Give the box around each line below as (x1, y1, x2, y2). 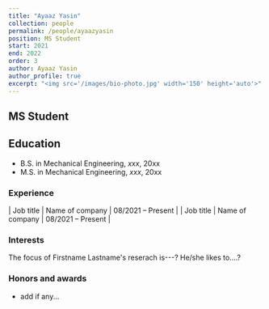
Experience (8, 187, 54, 198)
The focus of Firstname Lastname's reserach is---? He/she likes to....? (8, 252, 241, 263)
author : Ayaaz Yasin (8, 65, 78, 73)
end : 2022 (8, 49, 42, 57)
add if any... (19, 291, 60, 301)
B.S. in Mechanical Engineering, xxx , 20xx (19, 159, 160, 168)
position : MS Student (8, 34, 82, 43)
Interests (8, 234, 44, 245)
